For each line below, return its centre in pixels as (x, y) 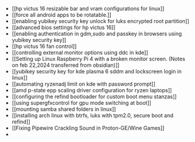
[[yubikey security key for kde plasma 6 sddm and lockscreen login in (97, 71)
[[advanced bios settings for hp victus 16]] (63, 27)
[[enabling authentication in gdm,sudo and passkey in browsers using (97, 34)
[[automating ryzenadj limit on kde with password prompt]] (84, 84)
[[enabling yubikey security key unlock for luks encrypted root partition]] (100, 21)
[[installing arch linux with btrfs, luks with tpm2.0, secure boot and (92, 115)
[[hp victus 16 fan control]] (44, 46)
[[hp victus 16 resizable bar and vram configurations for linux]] (88, 9)
